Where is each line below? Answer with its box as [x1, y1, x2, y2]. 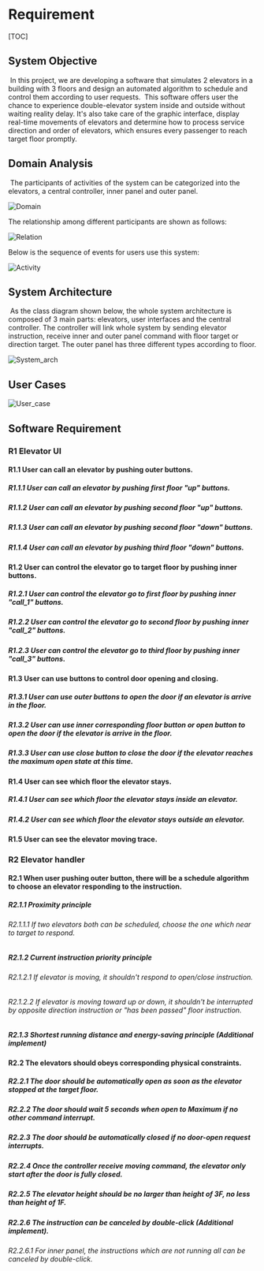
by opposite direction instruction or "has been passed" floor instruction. [8, 1005, 242, 1015]
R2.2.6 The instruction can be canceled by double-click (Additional [8, 1217, 234, 1227]
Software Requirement [8, 422, 121, 435]
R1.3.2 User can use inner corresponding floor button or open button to [8, 720, 246, 729]
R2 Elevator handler [8, 854, 85, 865]
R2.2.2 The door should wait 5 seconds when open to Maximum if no [8, 1105, 239, 1113]
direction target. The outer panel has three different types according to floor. [8, 340, 257, 349]
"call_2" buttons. [8, 625, 66, 635]
